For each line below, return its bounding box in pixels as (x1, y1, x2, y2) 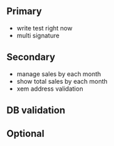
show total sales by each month (16, 77, 108, 85)
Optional (6, 128, 44, 140)
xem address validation (16, 84, 83, 93)
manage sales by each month (16, 69, 101, 78)
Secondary (6, 51, 56, 63)
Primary (6, 6, 42, 17)
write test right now (16, 24, 73, 32)
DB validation (6, 104, 65, 116)
